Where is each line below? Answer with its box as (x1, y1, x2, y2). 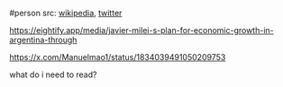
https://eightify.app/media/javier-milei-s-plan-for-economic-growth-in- (9, 25, 275, 35)
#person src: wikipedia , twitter (9, 8, 123, 18)
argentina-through (9, 35, 78, 45)
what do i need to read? (9, 69, 97, 80)
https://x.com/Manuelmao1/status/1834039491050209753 (9, 52, 226, 62)
